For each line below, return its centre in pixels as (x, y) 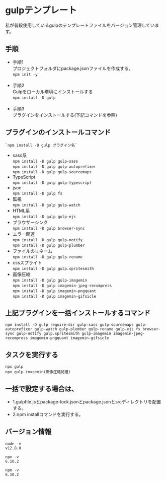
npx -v (12, 457)
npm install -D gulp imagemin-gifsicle (54, 296)
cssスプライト (27, 262)
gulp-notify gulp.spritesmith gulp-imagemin (64, 334)
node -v (13, 444)
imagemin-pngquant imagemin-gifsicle (69, 338)
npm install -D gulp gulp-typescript (52, 183)
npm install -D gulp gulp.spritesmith (53, 268)
